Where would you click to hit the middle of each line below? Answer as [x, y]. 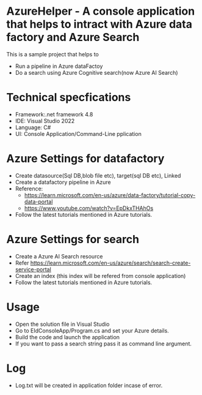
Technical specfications [69, 98]
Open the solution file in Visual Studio [62, 324]
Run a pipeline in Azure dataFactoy [59, 66]
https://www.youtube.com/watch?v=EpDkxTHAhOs [89, 208]
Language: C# [33, 127]
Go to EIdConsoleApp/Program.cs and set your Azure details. [92, 330]
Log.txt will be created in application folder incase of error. [89, 385]
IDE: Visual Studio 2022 [45, 121]
